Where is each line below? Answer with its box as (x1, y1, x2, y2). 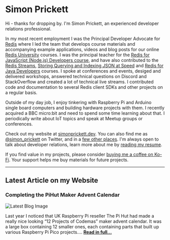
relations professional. (5, 25, 52, 31)
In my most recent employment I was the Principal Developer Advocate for (5, 36, 160, 42)
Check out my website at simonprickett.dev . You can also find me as (5, 130, 148, 136)
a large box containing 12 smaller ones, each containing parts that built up (5, 223, 159, 229)
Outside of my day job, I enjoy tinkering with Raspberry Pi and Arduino (5, 99, 152, 105)
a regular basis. (5, 89, 38, 95)
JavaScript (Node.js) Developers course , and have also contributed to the (5, 57, 159, 63)
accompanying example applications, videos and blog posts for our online (5, 46, 159, 52)
